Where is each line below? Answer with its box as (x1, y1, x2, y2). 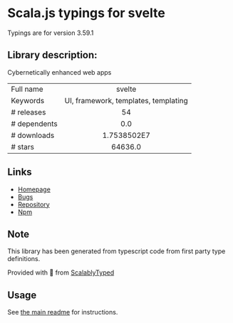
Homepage (17, 185, 51, 194)
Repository (17, 200, 50, 208)
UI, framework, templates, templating (64, 95, 189, 105)
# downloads (11, 130, 55, 140)
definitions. (7, 255, 41, 263)
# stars (11, 142, 34, 152)
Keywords (11, 95, 45, 105)
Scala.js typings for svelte (7, 5, 165, 21)
